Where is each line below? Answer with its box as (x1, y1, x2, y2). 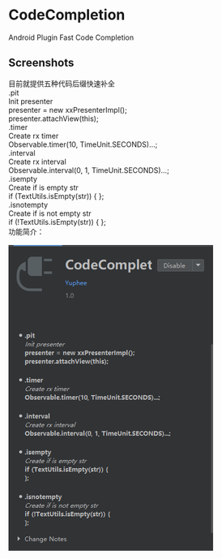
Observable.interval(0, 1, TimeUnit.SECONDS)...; (8, 165, 170, 175)
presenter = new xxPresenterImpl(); (8, 105, 127, 114)
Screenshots (8, 56, 75, 70)
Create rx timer (8, 131, 59, 140)
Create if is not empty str (8, 209, 92, 218)
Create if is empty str (8, 183, 79, 192)
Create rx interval (8, 157, 66, 166)
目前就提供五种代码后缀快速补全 (8, 79, 115, 88)
